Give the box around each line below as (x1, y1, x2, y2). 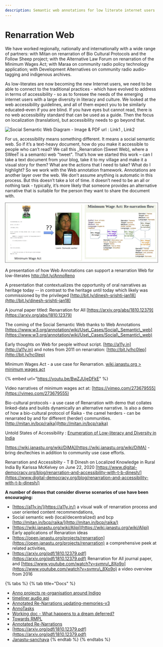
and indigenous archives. (21, 71, 72, 77)
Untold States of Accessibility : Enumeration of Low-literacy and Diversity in (5, 430, 157, 436)
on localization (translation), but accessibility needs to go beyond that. (5, 117, 146, 123)
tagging (5, 71, 20, 77)
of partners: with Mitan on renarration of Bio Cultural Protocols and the (5, 51, 147, 56)
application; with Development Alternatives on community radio (5, 66, 132, 72)
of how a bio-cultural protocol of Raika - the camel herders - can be (5, 410, 141, 416)
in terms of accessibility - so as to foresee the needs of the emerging (5, 91, 143, 97)
